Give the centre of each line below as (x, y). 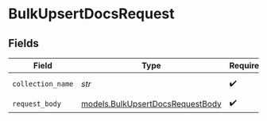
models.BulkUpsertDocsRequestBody (151, 103)
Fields (24, 43)
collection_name (43, 84)
